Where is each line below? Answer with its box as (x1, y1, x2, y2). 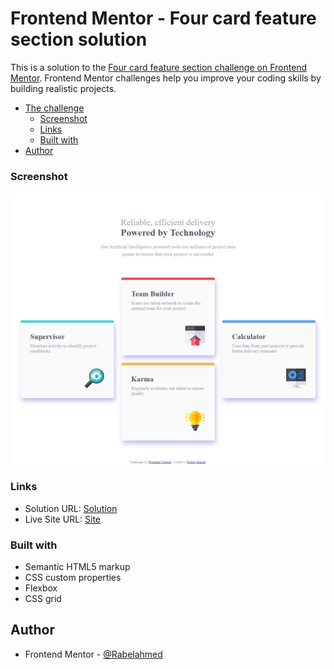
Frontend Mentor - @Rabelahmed (24, 648, 163, 660)
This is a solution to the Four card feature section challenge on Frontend (10, 61, 308, 73)
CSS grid (24, 592, 62, 604)
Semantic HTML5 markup (24, 560, 131, 572)
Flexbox (24, 582, 58, 594)
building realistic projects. (10, 82, 117, 94)
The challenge (24, 102, 85, 114)
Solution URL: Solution (24, 502, 118, 514)
